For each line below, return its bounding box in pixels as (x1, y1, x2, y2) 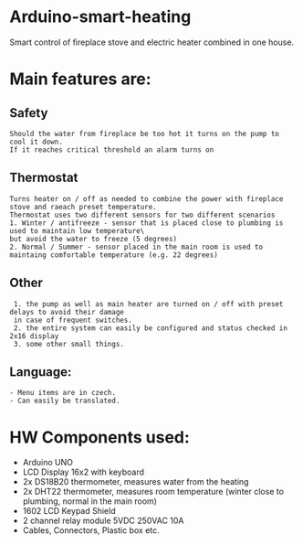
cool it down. (9, 137, 64, 146)
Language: (9, 364, 72, 379)
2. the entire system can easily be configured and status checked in (13, 323, 287, 333)
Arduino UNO (22, 457, 74, 468)
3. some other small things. (13, 339, 125, 348)
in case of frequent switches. (13, 315, 132, 325)
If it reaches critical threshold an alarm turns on (9, 144, 214, 155)
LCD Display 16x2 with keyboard (22, 466, 144, 477)
